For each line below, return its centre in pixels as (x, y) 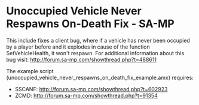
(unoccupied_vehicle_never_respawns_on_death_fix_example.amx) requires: (100, 77)
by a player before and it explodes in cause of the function (78, 47)
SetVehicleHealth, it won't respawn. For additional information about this (95, 53)
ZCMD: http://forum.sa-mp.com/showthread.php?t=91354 (86, 95)
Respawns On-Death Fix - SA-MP (90, 24)
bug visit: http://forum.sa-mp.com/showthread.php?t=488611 (82, 59)
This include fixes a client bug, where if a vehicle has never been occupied (98, 40)
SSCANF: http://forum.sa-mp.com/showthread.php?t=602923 (91, 89)
